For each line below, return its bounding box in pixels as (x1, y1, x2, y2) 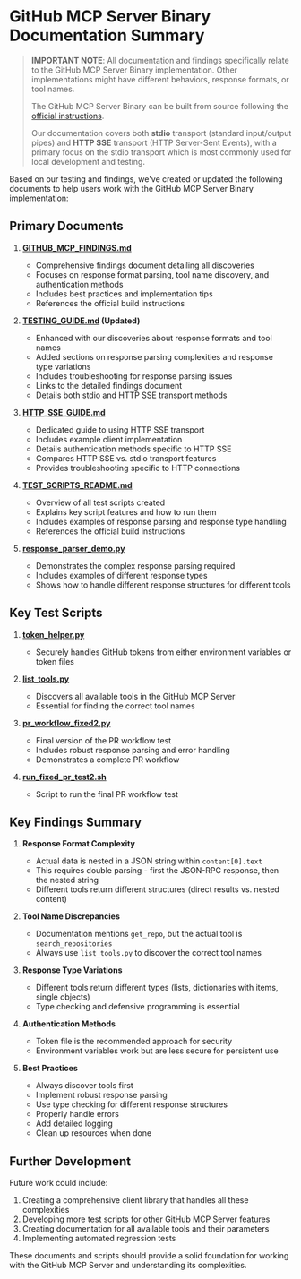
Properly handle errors (35, 1109, 119, 1120)
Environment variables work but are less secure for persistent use (35, 1045, 279, 1056)
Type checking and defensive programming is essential (35, 1001, 240, 1012)
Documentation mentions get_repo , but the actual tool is (35, 929, 243, 940)
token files (35, 656, 74, 666)
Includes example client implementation (35, 433, 183, 444)
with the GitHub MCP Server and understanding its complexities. (9, 1260, 247, 1271)
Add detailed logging (35, 1118, 114, 1129)
